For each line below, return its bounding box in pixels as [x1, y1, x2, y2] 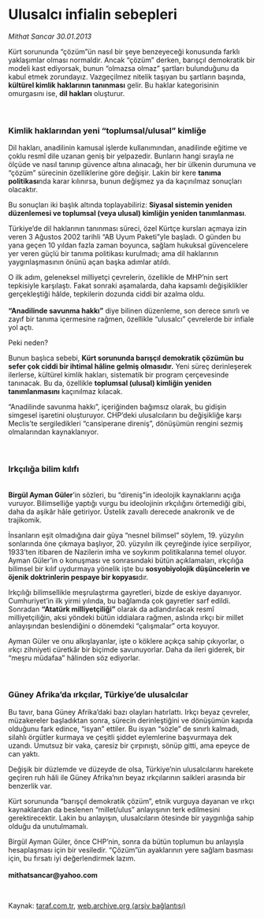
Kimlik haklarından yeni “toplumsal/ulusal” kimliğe [8, 125, 206, 136]
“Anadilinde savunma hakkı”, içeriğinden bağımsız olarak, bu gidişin [8, 402, 227, 411]
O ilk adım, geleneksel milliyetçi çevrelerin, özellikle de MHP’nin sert [8, 273, 229, 282]
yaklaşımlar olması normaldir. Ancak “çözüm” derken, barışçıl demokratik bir [8, 55, 255, 65]
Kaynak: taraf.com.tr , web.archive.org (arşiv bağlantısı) [8, 901, 187, 910]
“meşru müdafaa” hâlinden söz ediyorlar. [8, 652, 140, 663]
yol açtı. [8, 323, 34, 333]
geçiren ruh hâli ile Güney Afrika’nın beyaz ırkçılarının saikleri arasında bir [8, 772, 246, 782]
